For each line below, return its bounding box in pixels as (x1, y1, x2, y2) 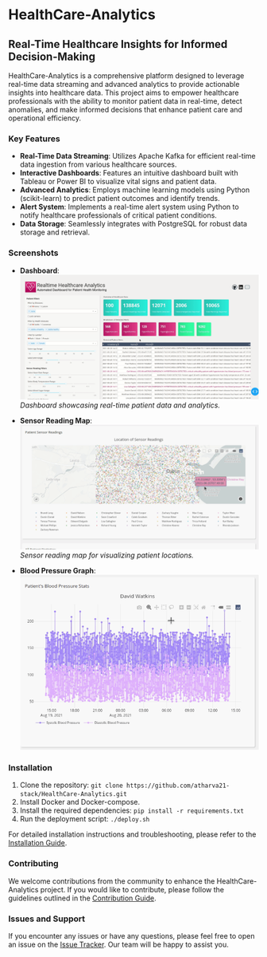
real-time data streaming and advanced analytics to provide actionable (8, 80, 240, 89)
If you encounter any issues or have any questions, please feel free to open (8, 931, 256, 941)
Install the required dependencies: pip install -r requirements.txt (19, 805, 245, 815)
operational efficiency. (8, 113, 82, 123)
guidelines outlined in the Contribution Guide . (8, 893, 157, 903)
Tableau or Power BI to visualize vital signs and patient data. (19, 177, 217, 187)
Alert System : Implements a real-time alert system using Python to (19, 202, 240, 212)
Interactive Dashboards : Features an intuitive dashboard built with (19, 168, 238, 178)
